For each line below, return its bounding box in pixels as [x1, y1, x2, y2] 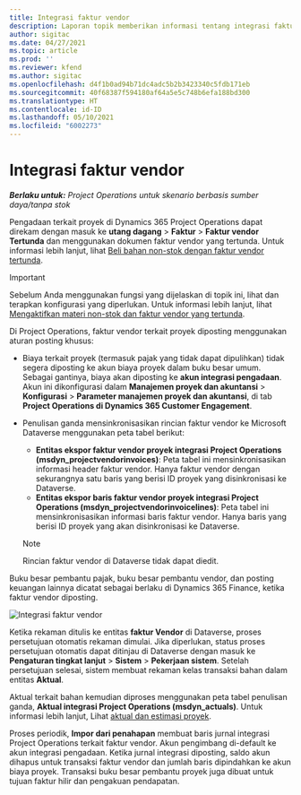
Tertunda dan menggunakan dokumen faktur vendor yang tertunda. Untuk [9, 235, 285, 246]
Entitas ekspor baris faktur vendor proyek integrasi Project [35, 492, 260, 503]
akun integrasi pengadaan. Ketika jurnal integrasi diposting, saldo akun [9, 747, 271, 757]
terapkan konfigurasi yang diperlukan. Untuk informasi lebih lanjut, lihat [9, 298, 272, 309]
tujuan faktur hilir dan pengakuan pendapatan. [9, 775, 180, 786]
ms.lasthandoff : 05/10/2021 [9, 113, 115, 122]
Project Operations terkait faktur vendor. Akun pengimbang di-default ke [9, 737, 277, 748]
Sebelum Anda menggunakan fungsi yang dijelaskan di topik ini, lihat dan [9, 289, 279, 300]
